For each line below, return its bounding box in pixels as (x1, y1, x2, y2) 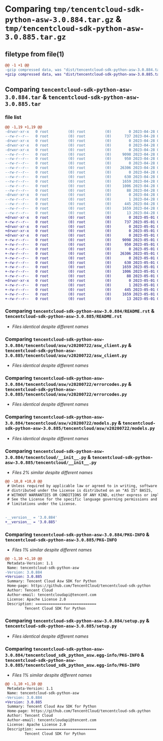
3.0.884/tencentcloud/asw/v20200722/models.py (5, 421, 117, 426)
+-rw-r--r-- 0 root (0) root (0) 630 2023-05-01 (5, 260, 155, 265)
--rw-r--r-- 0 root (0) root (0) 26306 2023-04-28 (5, 165, 155, 170)
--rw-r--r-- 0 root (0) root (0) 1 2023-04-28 (5, 197, 155, 202)
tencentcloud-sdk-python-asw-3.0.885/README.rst (5, 314, 122, 319)
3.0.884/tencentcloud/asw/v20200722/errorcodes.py (5, 381, 127, 387)
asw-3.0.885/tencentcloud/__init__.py (5, 460, 97, 465)
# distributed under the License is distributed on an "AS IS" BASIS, (7, 488, 153, 493)
